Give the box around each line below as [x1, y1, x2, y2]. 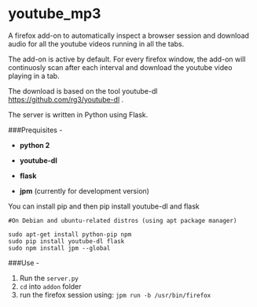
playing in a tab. [8, 71, 61, 80]
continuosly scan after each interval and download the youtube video [8, 62, 233, 72]
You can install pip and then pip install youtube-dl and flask [8, 202, 200, 211]
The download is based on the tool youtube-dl [8, 86, 158, 95]
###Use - [8, 257, 39, 268]
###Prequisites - [8, 125, 63, 135]
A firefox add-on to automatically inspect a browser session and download [8, 31, 250, 40]
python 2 [19, 140, 50, 150]
